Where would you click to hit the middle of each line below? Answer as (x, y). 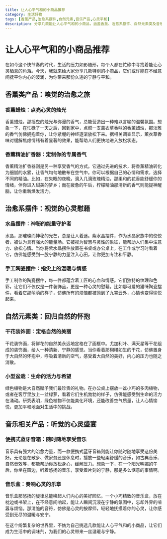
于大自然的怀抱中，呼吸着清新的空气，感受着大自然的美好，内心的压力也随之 (83, 356)
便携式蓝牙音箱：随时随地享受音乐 (46, 439)
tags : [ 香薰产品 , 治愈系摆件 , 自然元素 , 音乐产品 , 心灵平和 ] (57, 19)
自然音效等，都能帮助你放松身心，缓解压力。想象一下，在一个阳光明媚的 (79, 464)
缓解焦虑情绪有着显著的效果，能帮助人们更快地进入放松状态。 (77, 140)
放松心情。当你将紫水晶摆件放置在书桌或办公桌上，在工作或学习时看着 (85, 248)
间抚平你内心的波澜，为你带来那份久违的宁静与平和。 (60, 77)
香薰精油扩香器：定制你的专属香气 (46, 154)
